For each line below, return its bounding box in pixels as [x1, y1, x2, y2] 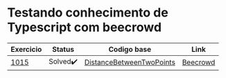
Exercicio [10, 44, 42, 54]
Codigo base [108, 44, 152, 54]
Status [51, 44, 75, 54]
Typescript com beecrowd [7, 19, 162, 35]
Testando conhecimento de [7, 5, 168, 21]
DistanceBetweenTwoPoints [84, 57, 175, 67]
